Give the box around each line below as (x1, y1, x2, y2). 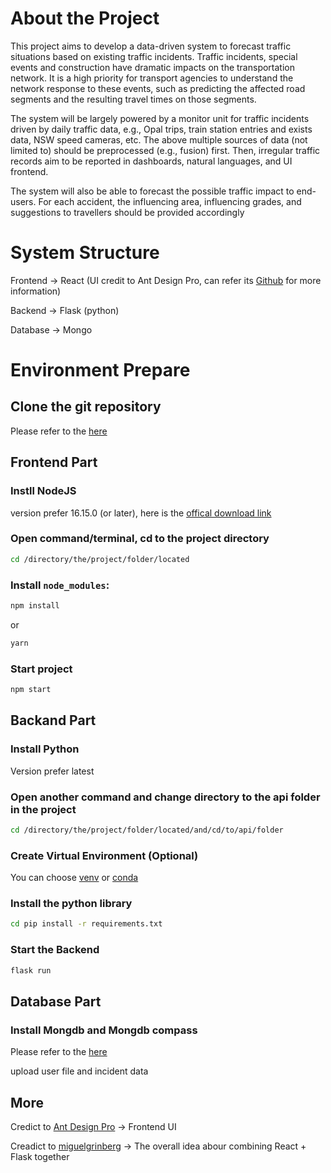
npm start (10, 685, 52, 695)
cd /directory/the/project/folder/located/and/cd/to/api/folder (10, 825, 284, 835)
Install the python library (10, 897, 133, 911)
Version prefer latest (10, 765, 95, 777)
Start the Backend (10, 943, 100, 957)
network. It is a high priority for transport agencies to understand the (10, 72, 294, 84)
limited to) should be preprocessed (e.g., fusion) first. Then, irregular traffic (10, 144, 321, 156)
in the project (10, 802, 77, 816)
